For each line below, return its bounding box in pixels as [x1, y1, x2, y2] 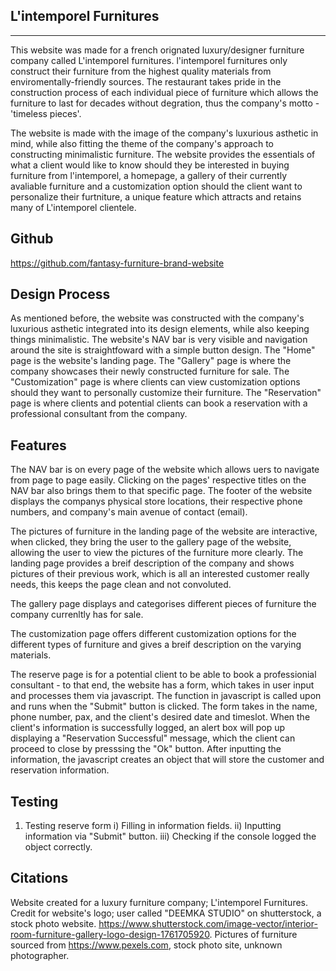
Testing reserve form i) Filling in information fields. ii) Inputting [24, 820, 282, 832]
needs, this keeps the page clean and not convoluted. [10, 579, 232, 591]
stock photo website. [10, 917, 97, 929]
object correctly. [24, 841, 93, 853]
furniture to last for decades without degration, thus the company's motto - [10, 97, 320, 109]
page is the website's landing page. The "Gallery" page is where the [10, 355, 292, 367]
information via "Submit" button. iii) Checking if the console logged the [24, 830, 317, 843]
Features [10, 437, 67, 454]
